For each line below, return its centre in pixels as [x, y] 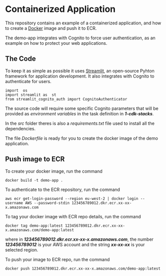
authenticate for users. [28, 81]
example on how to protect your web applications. [56, 43]
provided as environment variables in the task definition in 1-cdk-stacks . [80, 113]
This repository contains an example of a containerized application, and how [83, 23]
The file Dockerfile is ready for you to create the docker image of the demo [82, 138]
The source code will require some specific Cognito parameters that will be [82, 108]
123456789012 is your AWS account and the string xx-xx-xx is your [75, 244]
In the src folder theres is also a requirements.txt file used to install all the [80, 123]
